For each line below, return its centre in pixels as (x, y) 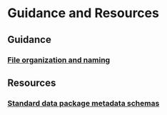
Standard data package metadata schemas (83, 103)
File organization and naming (59, 60)
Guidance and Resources (83, 13)
